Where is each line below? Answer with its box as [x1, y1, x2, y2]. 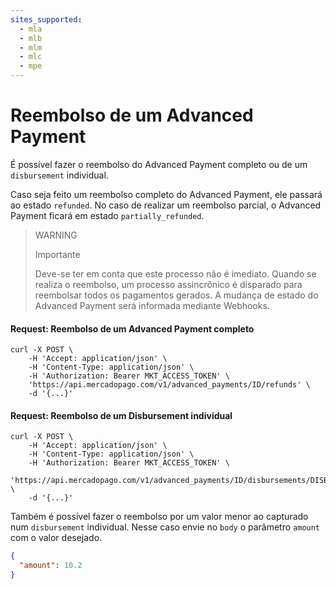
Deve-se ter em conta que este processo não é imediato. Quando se [34, 267, 317, 280]
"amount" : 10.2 [19, 561, 83, 571]
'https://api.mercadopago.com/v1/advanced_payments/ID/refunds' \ [28, 380, 311, 390]
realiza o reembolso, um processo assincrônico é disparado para [34, 278, 303, 290]
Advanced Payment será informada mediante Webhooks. [34, 299, 270, 311]
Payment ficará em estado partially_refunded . [10, 209, 205, 221]
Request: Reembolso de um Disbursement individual [10, 409, 233, 421]
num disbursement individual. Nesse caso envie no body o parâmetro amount [10, 521, 321, 533]
